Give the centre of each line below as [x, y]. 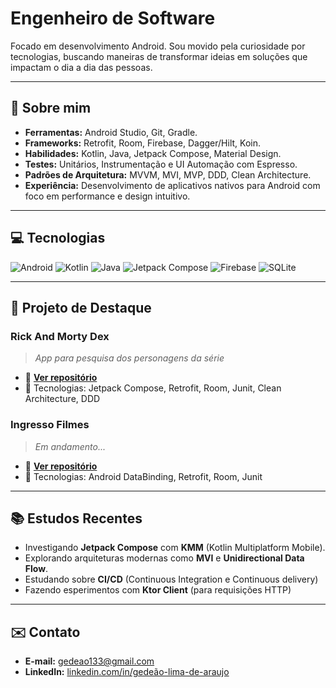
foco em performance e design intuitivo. [107, 196]
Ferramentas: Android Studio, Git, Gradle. [111, 132]
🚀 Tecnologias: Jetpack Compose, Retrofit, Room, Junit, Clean [153, 388]
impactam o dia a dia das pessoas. [81, 67]
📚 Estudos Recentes [76, 518]
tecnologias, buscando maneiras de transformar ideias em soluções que [159, 56]
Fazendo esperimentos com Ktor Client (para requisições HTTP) [158, 590]
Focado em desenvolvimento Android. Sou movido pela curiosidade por [158, 46]
